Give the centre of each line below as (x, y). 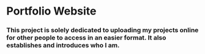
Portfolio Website (51, 11)
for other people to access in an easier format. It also (86, 38)
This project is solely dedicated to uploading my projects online (102, 30)
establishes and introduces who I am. (63, 46)
